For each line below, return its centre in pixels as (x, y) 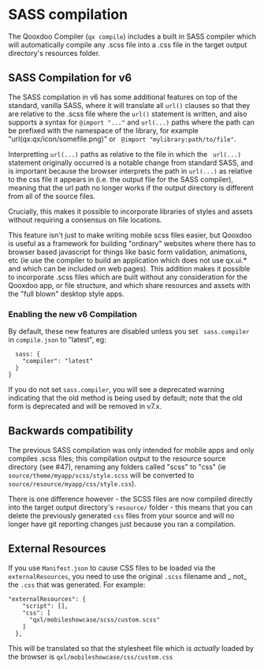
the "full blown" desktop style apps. (66, 293)
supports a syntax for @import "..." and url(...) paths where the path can (131, 122)
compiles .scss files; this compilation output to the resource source (117, 458)
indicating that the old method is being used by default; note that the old (125, 398)
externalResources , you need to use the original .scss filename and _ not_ (128, 576)
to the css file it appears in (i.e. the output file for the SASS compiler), (121, 179)
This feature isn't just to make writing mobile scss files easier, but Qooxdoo (130, 235)
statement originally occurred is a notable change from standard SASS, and (131, 163)
